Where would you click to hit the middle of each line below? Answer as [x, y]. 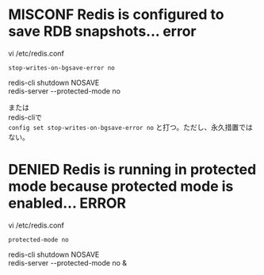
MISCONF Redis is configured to [116, 15]
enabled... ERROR [67, 203]
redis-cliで [25, 117]
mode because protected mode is [121, 187]
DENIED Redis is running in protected [132, 170]
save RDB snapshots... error [102, 31]
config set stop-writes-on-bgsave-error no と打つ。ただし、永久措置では [130, 127]
